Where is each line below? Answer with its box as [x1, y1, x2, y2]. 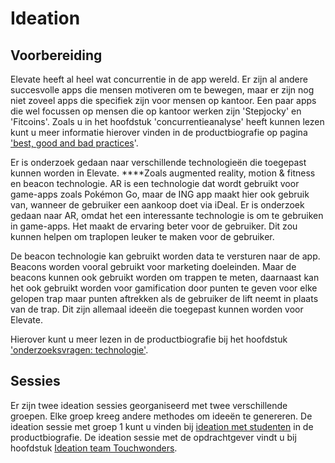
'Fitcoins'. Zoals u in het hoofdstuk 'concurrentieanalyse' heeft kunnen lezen [10, 116, 325, 127]
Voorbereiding [10, 47, 103, 64]
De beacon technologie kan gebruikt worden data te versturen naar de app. [10, 250, 321, 262]
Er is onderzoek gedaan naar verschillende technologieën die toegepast [10, 157, 307, 168]
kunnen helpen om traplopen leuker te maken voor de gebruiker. [10, 231, 275, 242]
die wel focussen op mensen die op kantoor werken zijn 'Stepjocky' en [10, 105, 302, 117]
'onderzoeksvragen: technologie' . [10, 344, 149, 356]
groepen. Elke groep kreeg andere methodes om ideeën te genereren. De [10, 410, 313, 422]
